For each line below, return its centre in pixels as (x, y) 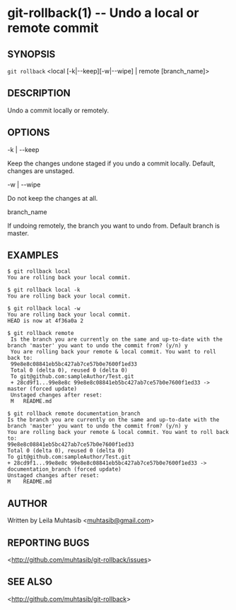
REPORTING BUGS (48, 542)
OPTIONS (29, 133)
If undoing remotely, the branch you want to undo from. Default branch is (114, 225)
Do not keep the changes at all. (53, 198)
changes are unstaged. (41, 170)
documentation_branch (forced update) (64, 469)
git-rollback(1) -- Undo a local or (103, 13)
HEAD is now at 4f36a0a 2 (45, 321)
